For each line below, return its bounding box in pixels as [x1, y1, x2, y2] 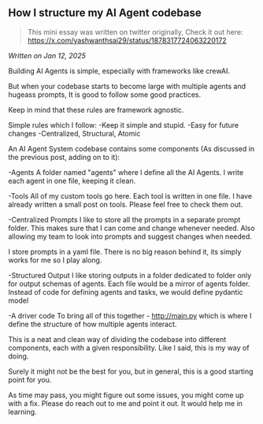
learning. [8, 407, 37, 416]
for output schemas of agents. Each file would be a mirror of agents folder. [8, 279, 250, 288]
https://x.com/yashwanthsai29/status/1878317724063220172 [27, 35, 227, 45]
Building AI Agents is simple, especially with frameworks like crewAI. [8, 66, 231, 76]
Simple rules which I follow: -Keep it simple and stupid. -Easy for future [8, 120, 239, 129]
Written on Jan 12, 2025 [8, 50, 87, 60]
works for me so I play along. [8, 255, 102, 265]
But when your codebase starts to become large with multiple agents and [8, 81, 246, 91]
